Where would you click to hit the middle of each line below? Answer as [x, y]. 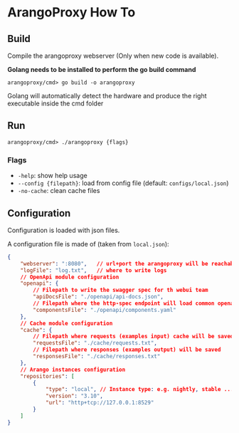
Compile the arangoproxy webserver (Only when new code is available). [113, 56]
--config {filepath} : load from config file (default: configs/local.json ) [123, 183]
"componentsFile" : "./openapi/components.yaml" [105, 310]
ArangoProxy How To [71, 12]
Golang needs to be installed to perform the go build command [102, 69]
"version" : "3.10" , [74, 396]
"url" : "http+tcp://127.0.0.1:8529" [100, 403]
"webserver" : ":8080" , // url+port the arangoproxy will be [114, 264]
